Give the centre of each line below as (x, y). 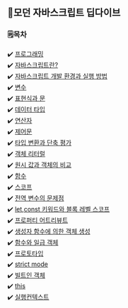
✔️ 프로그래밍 (25, 54)
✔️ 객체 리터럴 (27, 153)
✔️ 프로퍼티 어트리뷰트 (38, 220)
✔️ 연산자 (20, 120)
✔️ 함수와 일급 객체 (33, 242)
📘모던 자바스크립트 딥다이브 (64, 13)
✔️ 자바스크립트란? (33, 65)
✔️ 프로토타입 (25, 253)
